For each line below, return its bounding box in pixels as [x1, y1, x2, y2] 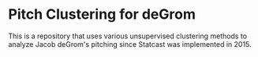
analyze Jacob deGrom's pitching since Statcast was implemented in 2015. [8, 39, 252, 48]
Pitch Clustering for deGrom [8, 5, 196, 23]
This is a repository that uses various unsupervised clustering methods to [8, 31, 247, 41]
